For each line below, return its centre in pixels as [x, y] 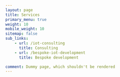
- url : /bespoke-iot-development [50, 53]
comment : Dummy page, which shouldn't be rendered [60, 67]
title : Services [22, 15]
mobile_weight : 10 [25, 29]
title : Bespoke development [49, 57]
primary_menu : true [26, 19]
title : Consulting [38, 48]
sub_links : [17, 39]
